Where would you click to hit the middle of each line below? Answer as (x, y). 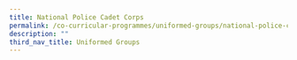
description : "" (39, 34)
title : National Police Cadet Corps (76, 17)
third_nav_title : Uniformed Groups (75, 42)
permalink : (29, 26)
